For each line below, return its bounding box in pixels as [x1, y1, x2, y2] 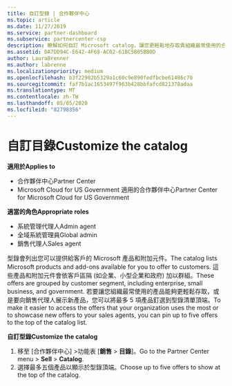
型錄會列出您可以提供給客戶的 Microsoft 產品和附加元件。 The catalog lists [7, 254, 217, 262]
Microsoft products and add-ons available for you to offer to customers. [7, 263, 212, 271]
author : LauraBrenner [7, 55, 70, 62]
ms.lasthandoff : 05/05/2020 [7, 100, 88, 107]
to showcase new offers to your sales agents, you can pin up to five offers [7, 311, 218, 319]
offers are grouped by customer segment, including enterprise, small [7, 278, 203, 287]
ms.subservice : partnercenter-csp [7, 36, 107, 43]
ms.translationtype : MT [7, 87, 76, 94]
